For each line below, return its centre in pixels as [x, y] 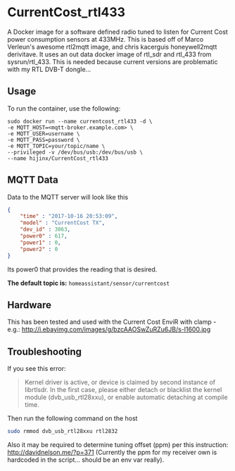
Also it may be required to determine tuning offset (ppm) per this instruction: [118, 445]
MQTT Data [33, 180]
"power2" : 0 [39, 249]
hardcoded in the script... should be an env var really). [86, 460]
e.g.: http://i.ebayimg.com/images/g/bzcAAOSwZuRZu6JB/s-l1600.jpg [109, 329]
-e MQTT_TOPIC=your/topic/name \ [56, 146]
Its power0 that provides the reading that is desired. [82, 269]
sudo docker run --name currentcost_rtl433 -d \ [80, 121]
